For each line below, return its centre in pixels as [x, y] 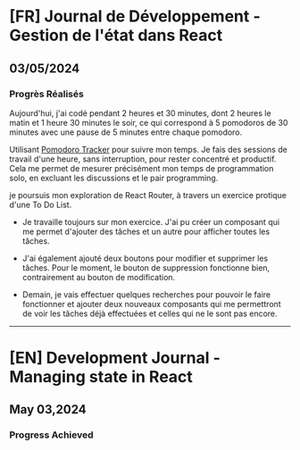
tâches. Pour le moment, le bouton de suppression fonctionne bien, [146, 267]
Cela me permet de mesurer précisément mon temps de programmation [142, 168]
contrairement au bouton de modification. [99, 277]
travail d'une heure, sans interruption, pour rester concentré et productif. [143, 159]
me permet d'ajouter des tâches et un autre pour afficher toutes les [146, 231]
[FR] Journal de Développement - [135, 17]
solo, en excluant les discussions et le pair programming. [114, 178]
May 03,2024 [48, 409]
